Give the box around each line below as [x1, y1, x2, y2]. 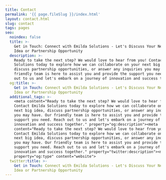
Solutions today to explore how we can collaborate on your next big [14, 62, 161, 67]
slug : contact [5, 21, 35, 26]
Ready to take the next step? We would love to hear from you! [14, 58, 147, 63]
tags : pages [5, 26, 30, 31]
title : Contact [5, 7, 37, 12]
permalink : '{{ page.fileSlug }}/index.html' [5, 12, 100, 17]
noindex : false [9, 35, 41, 40]
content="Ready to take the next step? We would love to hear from [14, 126, 156, 131]
